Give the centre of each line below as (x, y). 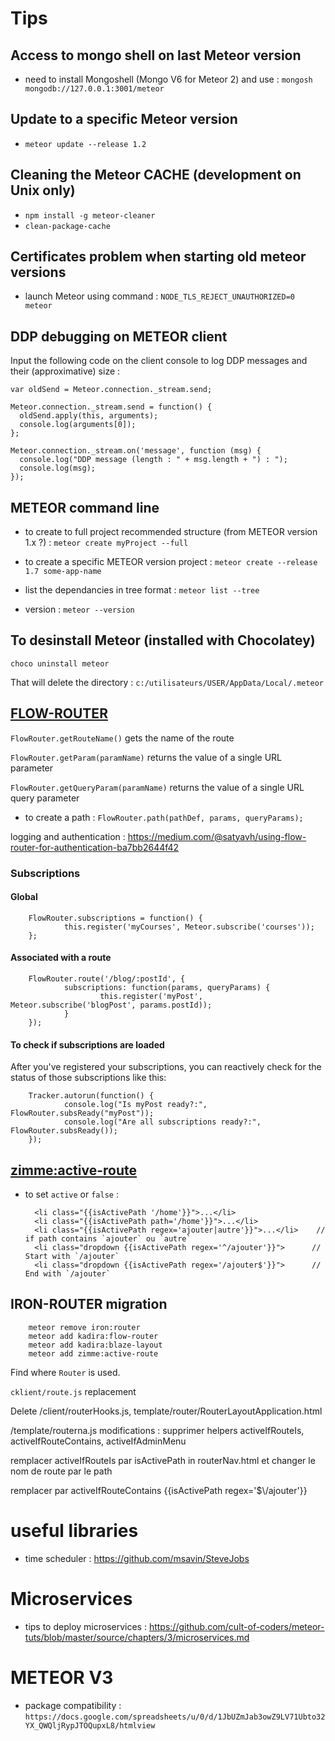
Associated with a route (61, 958)
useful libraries (74, 1531)
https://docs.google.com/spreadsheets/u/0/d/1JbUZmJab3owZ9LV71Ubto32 (175, 1717)
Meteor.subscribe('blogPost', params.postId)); (111, 1005)
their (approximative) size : (65, 371)
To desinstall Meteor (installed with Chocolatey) (163, 640)
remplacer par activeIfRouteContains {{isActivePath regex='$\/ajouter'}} (159, 1490)
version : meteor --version (79, 609)
